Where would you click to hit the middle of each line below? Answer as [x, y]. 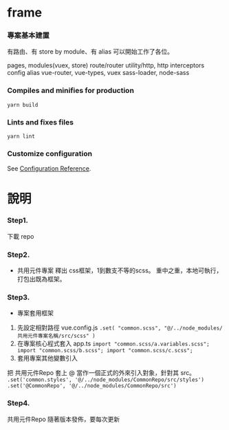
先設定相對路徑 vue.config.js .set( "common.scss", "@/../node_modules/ [120, 327]
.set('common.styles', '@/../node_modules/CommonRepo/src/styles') [106, 380]
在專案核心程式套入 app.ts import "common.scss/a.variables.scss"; [113, 344]
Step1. [18, 220]
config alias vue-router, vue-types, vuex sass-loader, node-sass [98, 73]
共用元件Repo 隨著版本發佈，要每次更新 [64, 419]
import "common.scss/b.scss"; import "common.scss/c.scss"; [105, 351]
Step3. [19, 297]
